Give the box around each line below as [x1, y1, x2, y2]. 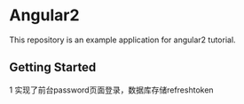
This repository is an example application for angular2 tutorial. [9, 34, 237, 45]
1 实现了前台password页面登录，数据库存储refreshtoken [9, 85, 215, 95]
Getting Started [9, 60, 97, 75]
